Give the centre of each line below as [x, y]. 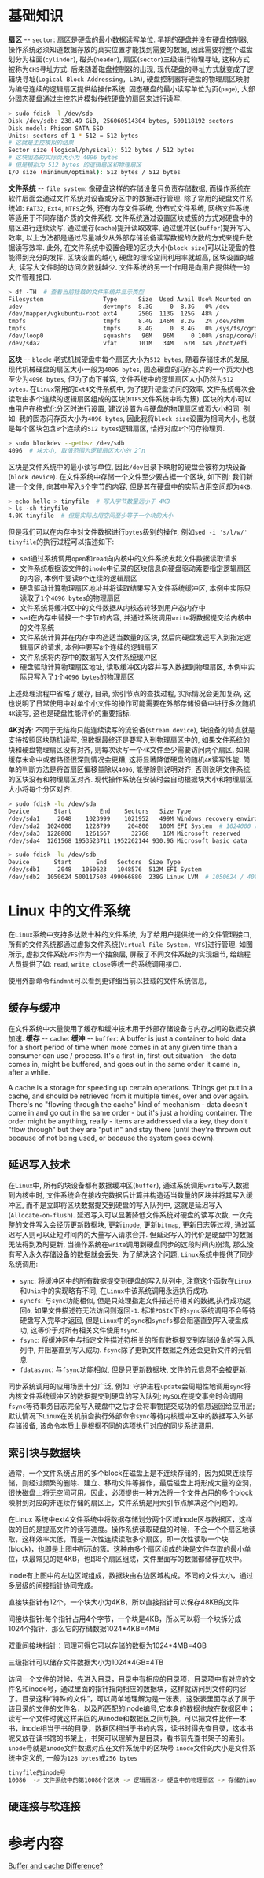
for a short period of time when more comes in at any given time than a [123, 1047]
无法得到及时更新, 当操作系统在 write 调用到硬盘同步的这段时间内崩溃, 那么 [128, 1244]
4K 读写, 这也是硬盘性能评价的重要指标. [70, 714]
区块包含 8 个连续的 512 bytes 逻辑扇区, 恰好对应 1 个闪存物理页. [127, 428]
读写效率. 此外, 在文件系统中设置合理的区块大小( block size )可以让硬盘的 [132, 247]
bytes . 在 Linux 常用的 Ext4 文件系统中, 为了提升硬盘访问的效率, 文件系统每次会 [132, 389]
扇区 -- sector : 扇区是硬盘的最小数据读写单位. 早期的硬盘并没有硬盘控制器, [128, 39]
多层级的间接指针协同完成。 [53, 1585]
